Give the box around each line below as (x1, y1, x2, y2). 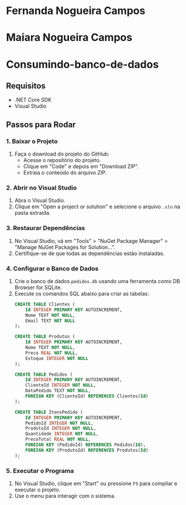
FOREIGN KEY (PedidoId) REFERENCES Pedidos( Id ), (25, 442, 146, 448)
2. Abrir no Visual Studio (6, 183, 77, 191)
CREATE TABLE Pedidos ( (14, 372, 73, 377)
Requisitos (6, 81, 46, 91)
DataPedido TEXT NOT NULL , (25, 388, 91, 394)
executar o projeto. (14, 486, 60, 493)
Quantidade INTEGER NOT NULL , (25, 431, 99, 437)
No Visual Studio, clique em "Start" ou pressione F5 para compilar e (14, 480, 177, 487)
